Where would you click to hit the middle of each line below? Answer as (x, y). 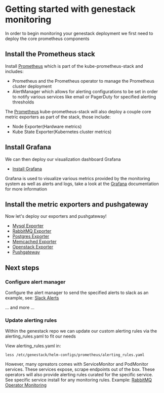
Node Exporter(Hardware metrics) (47, 126)
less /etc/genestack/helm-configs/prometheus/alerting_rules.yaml (75, 355)
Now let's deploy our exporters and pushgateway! (56, 216)
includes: (14, 71)
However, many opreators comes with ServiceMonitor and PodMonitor (77, 364)
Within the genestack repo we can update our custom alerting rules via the (81, 331)
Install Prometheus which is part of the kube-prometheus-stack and (74, 66)
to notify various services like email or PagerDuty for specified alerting (84, 97)
